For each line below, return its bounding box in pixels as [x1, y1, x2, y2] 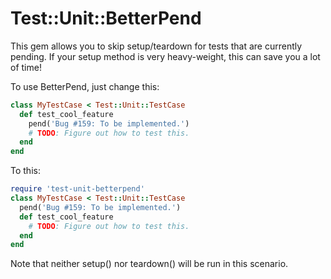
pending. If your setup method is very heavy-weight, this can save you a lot [10, 50, 321, 62]
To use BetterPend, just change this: [10, 80, 160, 92]
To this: [10, 165, 41, 177]
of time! [10, 61, 42, 73]
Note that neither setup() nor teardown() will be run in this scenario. [10, 258, 289, 270]
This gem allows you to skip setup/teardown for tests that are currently [10, 40, 303, 52]
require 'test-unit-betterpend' [10, 184, 145, 194]
